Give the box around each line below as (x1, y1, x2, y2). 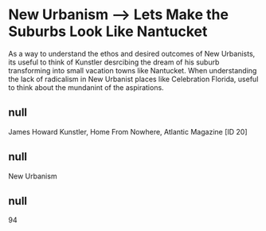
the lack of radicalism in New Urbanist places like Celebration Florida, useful (8, 74, 259, 84)
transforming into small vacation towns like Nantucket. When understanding (8, 65, 257, 75)
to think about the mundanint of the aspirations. (8, 82, 165, 92)
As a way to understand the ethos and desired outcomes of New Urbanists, (8, 49, 256, 58)
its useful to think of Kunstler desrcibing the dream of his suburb (8, 57, 220, 67)
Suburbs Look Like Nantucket (8, 22, 208, 41)
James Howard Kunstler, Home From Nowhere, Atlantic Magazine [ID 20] (8, 127, 248, 136)
